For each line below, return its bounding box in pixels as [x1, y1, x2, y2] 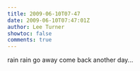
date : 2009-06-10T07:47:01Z [7, 17, 91, 24]
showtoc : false [7, 30, 52, 37]
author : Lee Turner [7, 23, 65, 30]
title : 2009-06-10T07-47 [7, 10, 81, 18]
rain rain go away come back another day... [7, 56, 134, 64]
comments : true [7, 37, 52, 44]
